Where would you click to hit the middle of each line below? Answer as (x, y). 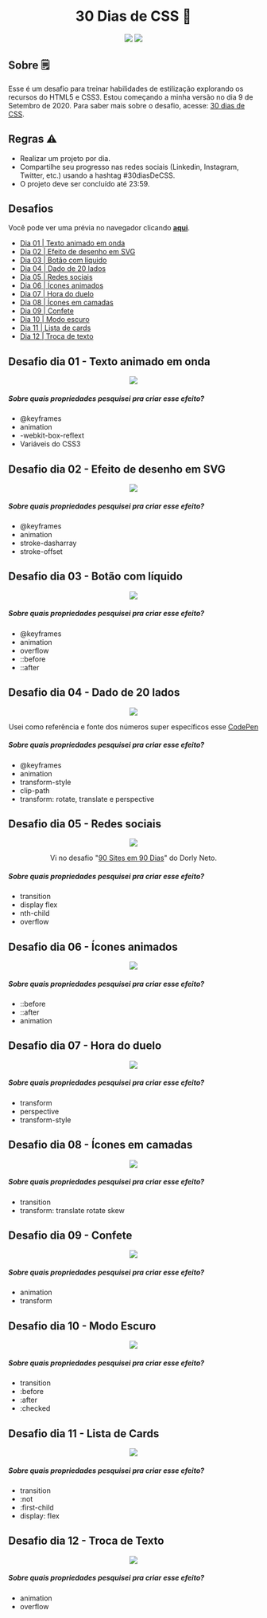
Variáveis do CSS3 (50, 444)
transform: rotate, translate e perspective (87, 799)
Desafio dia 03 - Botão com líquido (95, 577)
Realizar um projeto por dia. (65, 158)
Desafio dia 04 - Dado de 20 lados (94, 693)
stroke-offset (41, 551)
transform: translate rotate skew (72, 1210)
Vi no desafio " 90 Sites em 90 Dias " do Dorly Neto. (133, 858)
